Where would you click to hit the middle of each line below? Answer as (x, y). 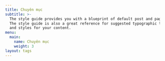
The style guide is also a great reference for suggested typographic (83, 23)
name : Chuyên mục (32, 42)
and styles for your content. (40, 28)
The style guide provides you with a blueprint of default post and (81, 19)
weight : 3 (24, 46)
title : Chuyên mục (24, 10)
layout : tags (18, 51)
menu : (11, 32)
